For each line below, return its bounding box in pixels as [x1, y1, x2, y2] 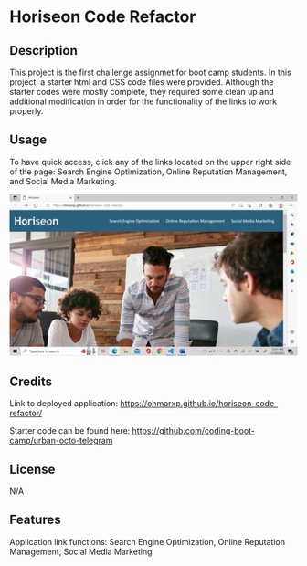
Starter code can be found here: [9, 425, 131, 436]
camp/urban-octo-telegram [9, 435, 113, 446]
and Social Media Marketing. [9, 175, 117, 186]
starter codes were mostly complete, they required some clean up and [9, 87, 274, 97]
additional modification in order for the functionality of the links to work [9, 96, 278, 107]
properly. [9, 106, 44, 116]
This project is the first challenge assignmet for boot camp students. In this [9, 67, 292, 78]
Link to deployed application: [9, 398, 119, 409]
